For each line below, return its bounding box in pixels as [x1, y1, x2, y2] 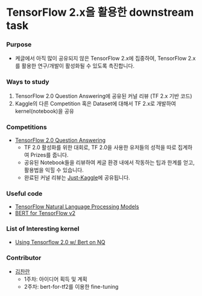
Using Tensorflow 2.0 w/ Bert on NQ [14, 238, 106, 245]
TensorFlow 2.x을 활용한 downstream [6, 5, 194, 19]
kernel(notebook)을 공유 [14, 107, 74, 115]
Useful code [6, 190, 43, 198]
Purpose [6, 40, 32, 49]
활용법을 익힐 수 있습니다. [24, 167, 84, 174]
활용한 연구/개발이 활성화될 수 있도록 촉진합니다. [21, 62, 134, 69]
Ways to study [6, 78, 49, 86]
